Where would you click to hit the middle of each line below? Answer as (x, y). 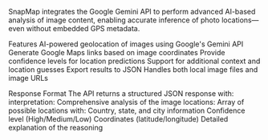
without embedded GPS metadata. (83, 28)
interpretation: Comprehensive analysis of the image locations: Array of (126, 102)
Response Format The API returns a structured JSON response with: (121, 94)
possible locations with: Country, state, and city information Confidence (127, 110)
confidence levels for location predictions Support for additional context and (134, 61)
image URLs (28, 78)
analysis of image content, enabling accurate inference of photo (114, 20)
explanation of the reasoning (55, 128)
